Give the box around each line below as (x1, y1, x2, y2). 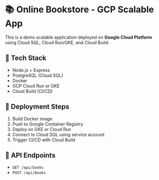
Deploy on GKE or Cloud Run (12, 126, 71, 132)
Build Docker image (12, 116, 53, 121)
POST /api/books (12, 171, 46, 176)
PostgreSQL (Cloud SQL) (12, 72, 63, 78)
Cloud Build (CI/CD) (12, 88, 53, 94)
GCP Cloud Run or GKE (12, 83, 60, 89)
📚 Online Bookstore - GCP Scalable (5, 4, 155, 15)
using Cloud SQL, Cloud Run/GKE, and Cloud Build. (5, 39, 110, 45)
